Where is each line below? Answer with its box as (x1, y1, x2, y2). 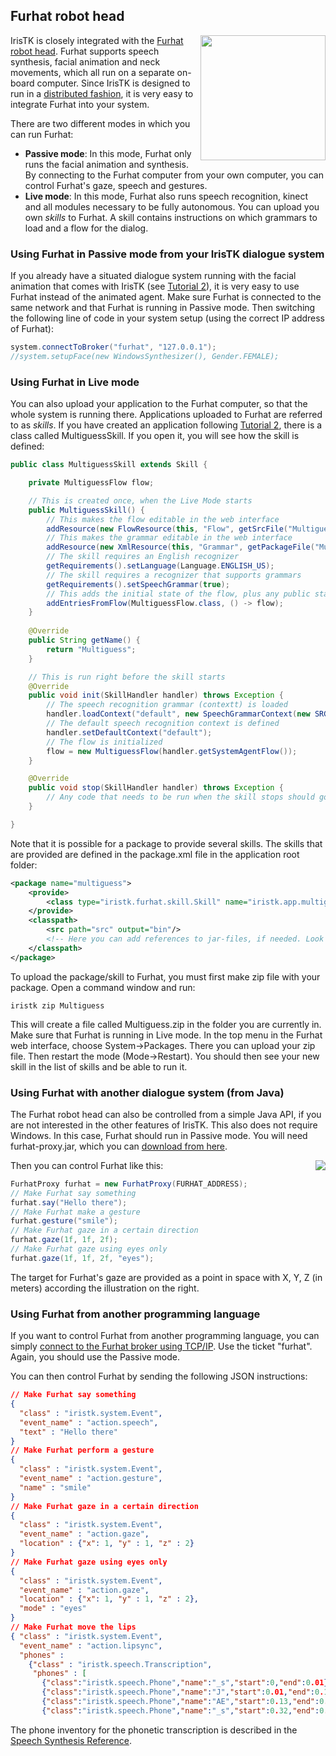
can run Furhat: (10, 128, 74, 140)
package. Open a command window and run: (10, 981, 196, 993)
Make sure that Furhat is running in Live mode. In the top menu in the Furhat (10, 1029, 323, 1041)
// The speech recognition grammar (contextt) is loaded (46, 700, 288, 710)
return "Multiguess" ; (46, 644, 137, 654)
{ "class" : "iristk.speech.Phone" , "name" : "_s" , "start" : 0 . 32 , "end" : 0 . (41, 1705, 329, 1716)
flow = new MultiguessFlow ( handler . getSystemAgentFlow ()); (46, 746, 298, 756)
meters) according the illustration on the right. (10, 1282, 200, 1294)
